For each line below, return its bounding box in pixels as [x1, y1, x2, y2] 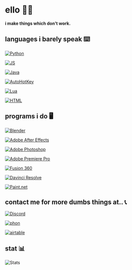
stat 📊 [5, 244, 25, 253]
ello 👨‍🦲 [5, 4, 33, 16]
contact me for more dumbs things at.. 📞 [5, 198, 127, 206]
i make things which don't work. [5, 20, 71, 26]
